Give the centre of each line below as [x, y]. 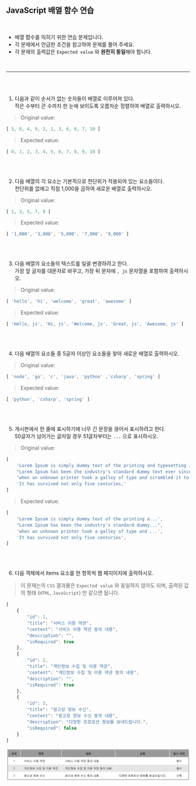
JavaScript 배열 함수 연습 [50, 11]
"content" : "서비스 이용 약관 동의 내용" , [73, 629]
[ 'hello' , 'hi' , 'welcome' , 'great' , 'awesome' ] [69, 301]
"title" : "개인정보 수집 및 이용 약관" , [70, 667]
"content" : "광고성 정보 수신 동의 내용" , [73, 716]
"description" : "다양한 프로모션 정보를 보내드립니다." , [88, 722]
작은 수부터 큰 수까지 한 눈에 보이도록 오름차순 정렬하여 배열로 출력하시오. [98, 106]
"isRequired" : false [52, 728]
